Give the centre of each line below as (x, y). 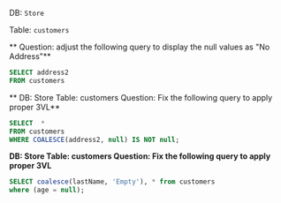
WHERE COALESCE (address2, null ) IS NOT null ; (94, 139)
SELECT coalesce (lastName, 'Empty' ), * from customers (112, 182)
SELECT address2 (39, 72)
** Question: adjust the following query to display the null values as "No (140, 47)
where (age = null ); (47, 190)
